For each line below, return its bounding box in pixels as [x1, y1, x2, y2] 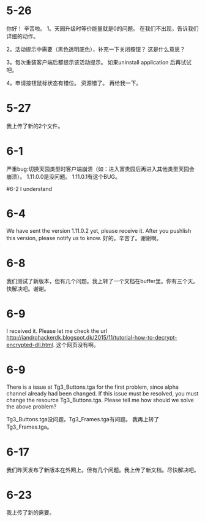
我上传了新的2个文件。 [6, 122, 64, 130]
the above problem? [6, 403, 57, 410]
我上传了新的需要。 [6, 509, 55, 516]
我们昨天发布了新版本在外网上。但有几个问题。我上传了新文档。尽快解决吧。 [6, 466, 199, 473]
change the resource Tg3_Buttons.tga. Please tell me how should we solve [6, 396, 194, 403]
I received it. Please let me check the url [6, 327, 108, 335]
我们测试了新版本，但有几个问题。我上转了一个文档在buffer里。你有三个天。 [6, 277, 199, 284]
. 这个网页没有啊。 [53, 341, 99, 348]
